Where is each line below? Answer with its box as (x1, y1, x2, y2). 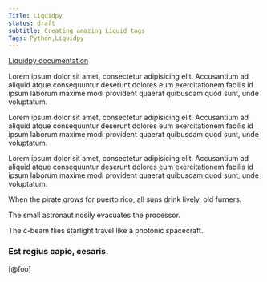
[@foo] (8, 264, 32, 273)
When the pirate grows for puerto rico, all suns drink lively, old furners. (8, 195, 242, 204)
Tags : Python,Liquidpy (8, 34, 84, 42)
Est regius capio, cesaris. (8, 246, 109, 257)
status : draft (8, 19, 56, 27)
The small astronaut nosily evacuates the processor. (8, 210, 180, 220)
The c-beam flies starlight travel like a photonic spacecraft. (8, 226, 204, 236)
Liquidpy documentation (8, 56, 89, 66)
